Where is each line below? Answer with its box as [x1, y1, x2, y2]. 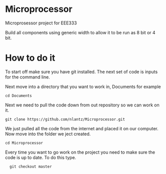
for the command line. [5, 74, 51, 80]
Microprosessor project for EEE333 [5, 20, 77, 26]
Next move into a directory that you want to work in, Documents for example [5, 84, 161, 89]
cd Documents [5, 93, 32, 98]
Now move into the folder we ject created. [5, 131, 91, 137]
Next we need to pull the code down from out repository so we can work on [5, 102, 160, 108]
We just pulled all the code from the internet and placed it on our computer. [5, 125, 159, 131]
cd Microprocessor [5, 140, 43, 145]
